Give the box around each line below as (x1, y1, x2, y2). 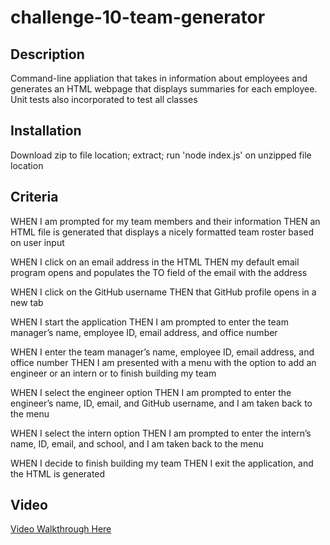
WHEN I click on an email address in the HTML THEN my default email (10, 256, 300, 268)
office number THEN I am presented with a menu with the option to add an (10, 356, 317, 368)
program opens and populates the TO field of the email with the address (10, 266, 308, 278)
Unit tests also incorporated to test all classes (10, 94, 198, 105)
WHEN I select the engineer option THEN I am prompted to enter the (10, 386, 292, 398)
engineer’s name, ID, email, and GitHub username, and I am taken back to (10, 397, 313, 409)
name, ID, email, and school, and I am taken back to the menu (10, 437, 264, 450)
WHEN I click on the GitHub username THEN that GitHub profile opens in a (10, 286, 317, 298)
